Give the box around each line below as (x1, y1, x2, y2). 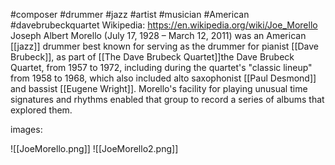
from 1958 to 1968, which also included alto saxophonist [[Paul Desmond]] (10, 72, 317, 84)
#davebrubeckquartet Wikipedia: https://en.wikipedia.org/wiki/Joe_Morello (10, 19, 318, 31)
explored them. (10, 104, 73, 116)
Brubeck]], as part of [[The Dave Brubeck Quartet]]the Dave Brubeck (10, 51, 295, 63)
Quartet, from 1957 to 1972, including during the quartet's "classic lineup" (10, 62, 313, 73)
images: (10, 124, 43, 135)
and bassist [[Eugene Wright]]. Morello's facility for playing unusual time (10, 83, 308, 94)
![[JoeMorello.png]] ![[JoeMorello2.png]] (10, 143, 179, 154)
